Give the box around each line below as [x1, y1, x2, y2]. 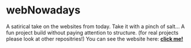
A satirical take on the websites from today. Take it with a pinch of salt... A [6, 23, 185, 30]
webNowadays [6, 4, 81, 17]
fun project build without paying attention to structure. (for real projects [6, 29, 179, 36]
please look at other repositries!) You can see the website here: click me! [6, 35, 183, 42]
